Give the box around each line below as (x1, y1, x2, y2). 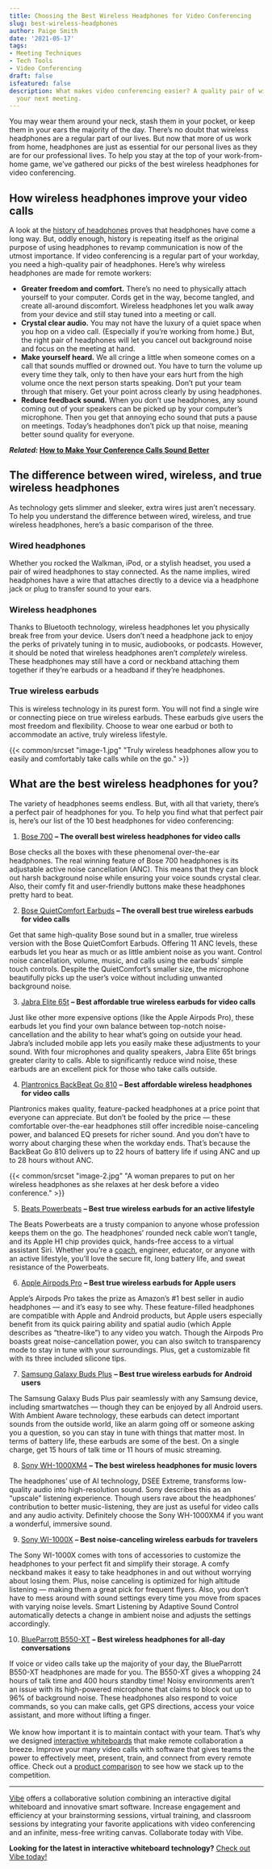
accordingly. (9, 1619, 51, 1629)
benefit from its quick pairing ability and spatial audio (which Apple (9, 1319, 232, 1328)
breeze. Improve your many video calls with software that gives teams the (9, 1744, 255, 1754)
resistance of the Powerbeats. (9, 1262, 110, 1272)
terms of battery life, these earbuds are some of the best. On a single (9, 1436, 240, 1445)
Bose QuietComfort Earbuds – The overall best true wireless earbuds (20, 905, 253, 915)
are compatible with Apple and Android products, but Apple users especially (9, 1311, 263, 1320)
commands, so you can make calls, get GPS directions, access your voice (9, 1701, 255, 1711)
